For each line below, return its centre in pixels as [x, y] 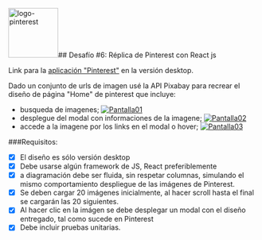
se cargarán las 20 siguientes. [69, 202]
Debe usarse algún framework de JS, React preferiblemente [118, 166]
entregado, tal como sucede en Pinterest [86, 219]
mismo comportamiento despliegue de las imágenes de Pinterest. [127, 184]
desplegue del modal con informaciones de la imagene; [111, 118]
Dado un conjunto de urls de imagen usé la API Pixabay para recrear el [124, 86]
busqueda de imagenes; [59, 110]
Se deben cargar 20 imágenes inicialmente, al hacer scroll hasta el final [137, 193]
